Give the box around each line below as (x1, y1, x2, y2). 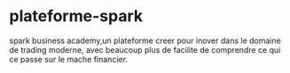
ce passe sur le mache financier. (9, 54, 129, 64)
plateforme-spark (9, 6, 144, 26)
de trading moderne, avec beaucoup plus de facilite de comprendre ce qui (9, 44, 281, 55)
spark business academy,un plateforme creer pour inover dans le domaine (9, 35, 281, 46)
